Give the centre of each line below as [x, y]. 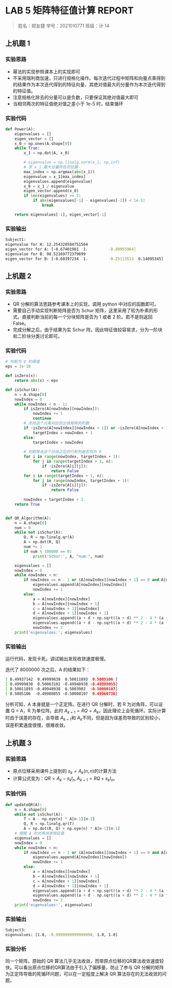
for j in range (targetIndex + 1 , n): [73, 462]
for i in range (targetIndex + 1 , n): [64, 476]
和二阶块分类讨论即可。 [37, 336]
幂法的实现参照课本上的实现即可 [46, 71]
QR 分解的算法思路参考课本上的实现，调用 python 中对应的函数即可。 [86, 304]
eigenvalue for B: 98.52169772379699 [46, 254]
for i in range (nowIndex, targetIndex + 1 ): [72, 457]
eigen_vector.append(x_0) [51, 191]
